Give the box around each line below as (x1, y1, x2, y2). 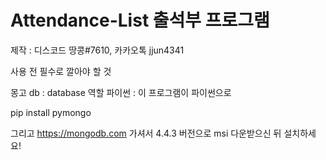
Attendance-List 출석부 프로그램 (10, 9, 270, 32)
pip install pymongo (10, 106, 92, 118)
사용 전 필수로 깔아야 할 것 (10, 65, 112, 77)
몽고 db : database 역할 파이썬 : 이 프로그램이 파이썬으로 (10, 86, 232, 98)
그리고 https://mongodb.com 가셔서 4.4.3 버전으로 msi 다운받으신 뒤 (10, 127, 282, 139)
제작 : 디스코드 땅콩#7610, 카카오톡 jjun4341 (10, 44, 185, 56)
